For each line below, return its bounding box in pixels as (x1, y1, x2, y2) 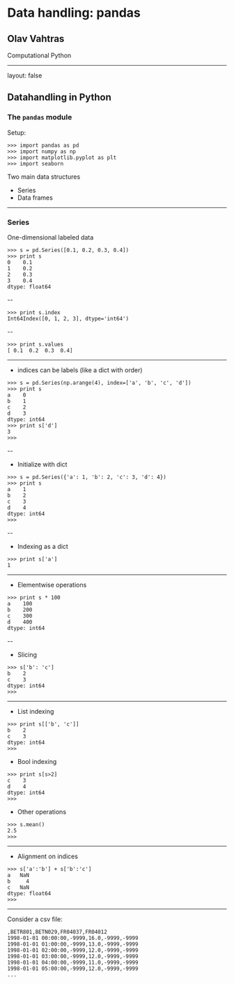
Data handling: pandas (7, 5, 141, 21)
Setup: (7, 128, 26, 137)
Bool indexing (17, 757, 57, 765)
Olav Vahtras (7, 33, 65, 45)
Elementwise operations (17, 580, 87, 589)
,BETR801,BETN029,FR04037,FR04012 (7, 928, 108, 935)
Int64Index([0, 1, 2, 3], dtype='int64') (7, 315, 130, 322)
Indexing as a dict (17, 542, 68, 550)
